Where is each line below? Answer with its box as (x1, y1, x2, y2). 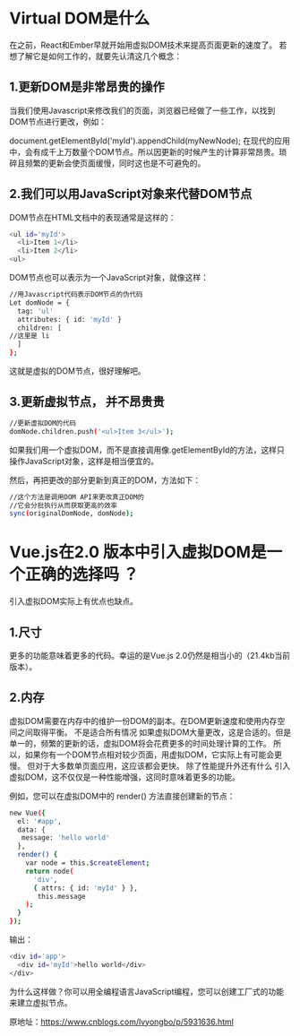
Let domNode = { (9, 298, 70, 307)
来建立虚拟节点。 (9, 997, 73, 1008)
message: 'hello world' (21, 833, 110, 842)
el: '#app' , (17, 816, 63, 825)
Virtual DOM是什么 (9, 8, 150, 29)
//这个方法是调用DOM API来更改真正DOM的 (9, 492, 145, 502)
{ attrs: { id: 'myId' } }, (32, 884, 139, 893)
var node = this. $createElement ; (25, 859, 150, 868)
